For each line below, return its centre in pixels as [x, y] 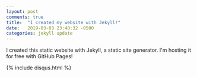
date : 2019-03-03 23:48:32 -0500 [50, 28]
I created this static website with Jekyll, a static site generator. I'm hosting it [99, 50]
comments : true [25, 17]
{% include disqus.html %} [39, 68]
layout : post [22, 11]
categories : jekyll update [39, 34]
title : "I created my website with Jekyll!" [63, 22]
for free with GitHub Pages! [39, 56]
